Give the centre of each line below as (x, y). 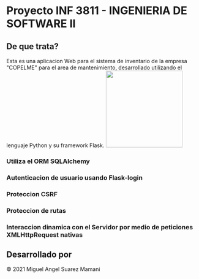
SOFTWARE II (41, 24)
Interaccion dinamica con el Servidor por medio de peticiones (100, 227)
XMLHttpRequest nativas (45, 235)
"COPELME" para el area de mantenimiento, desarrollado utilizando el (94, 67)
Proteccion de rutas (36, 210)
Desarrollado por (39, 254)
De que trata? (33, 46)
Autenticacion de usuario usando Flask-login (74, 177)
